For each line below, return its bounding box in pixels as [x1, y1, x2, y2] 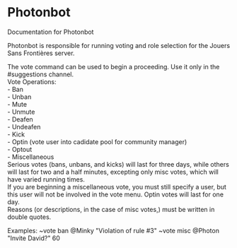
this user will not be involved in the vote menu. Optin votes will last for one [7, 190, 224, 199]
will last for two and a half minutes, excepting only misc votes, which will [7, 167, 219, 176]
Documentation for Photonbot [7, 28, 94, 36]
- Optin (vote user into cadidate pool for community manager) [7, 137, 187, 146]
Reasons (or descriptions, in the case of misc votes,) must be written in [7, 205, 215, 213]
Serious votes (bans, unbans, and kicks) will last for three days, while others [7, 160, 230, 168]
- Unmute [7, 107, 35, 116]
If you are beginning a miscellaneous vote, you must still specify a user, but [7, 182, 226, 191]
